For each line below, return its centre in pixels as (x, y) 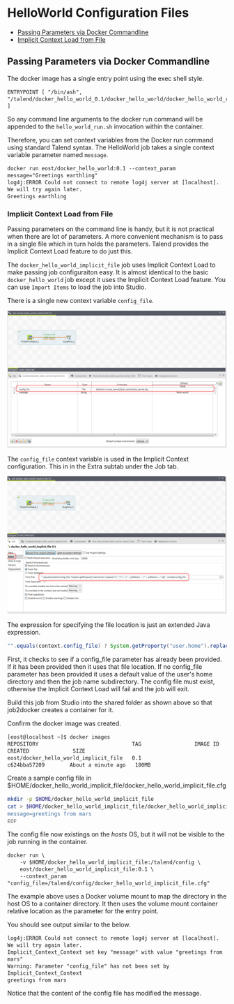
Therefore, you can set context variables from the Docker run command (110, 140)
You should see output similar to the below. (69, 925)
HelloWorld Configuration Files (98, 13)
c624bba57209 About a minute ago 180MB (79, 765)
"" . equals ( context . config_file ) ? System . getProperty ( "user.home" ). (109, 646)
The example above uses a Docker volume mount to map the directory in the (117, 896)
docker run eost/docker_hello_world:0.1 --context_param (92, 168)
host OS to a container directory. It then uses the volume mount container (112, 904)
